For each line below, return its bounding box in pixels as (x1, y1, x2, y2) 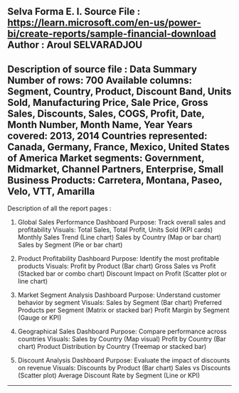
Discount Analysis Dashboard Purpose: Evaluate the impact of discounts (17, 356, 230, 365)
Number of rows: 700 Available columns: (7, 74, 192, 86)
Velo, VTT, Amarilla (7, 185, 95, 198)
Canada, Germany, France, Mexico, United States (7, 141, 230, 153)
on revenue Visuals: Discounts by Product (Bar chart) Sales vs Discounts (17, 364, 231, 372)
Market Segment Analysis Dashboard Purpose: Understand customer (17, 291, 221, 299)
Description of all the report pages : (7, 204, 112, 212)
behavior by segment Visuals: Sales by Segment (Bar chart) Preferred (17, 298, 222, 307)
